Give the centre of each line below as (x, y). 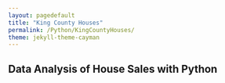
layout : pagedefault (42, 15)
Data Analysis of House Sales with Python (113, 69)
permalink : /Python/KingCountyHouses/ (71, 30)
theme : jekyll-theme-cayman (54, 37)
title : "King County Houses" (56, 23)
